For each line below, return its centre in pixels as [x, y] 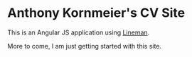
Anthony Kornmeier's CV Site [96, 13]
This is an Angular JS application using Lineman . [79, 32]
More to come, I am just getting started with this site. [85, 46]
